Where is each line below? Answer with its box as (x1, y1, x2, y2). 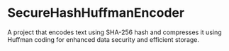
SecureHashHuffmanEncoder (7, 5, 185, 21)
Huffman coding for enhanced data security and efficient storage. (7, 35, 200, 43)
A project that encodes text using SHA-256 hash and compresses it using (7, 28, 222, 36)
